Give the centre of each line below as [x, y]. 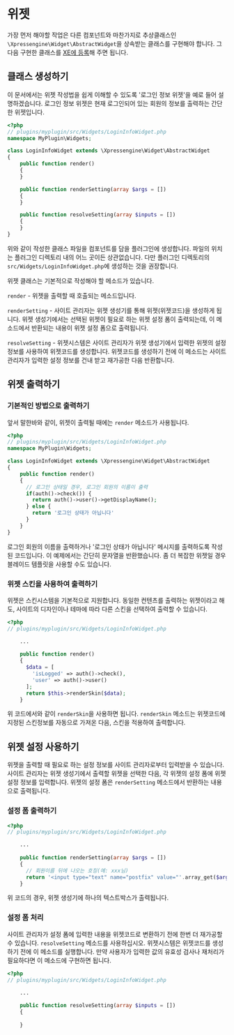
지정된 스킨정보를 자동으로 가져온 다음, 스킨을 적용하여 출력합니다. [96, 723]
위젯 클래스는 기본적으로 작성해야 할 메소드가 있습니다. [81, 280]
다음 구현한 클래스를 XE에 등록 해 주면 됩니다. [68, 52]
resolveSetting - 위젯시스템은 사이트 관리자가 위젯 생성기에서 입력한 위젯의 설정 [117, 342]
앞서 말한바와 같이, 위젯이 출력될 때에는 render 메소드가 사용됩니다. [98, 422]
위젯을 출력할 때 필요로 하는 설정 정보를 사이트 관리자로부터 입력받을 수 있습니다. [116, 765]
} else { [38, 506]
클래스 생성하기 [38, 76]
